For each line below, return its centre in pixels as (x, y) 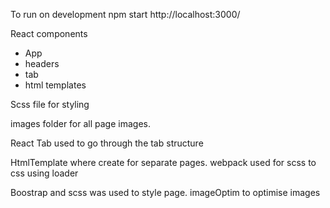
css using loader (44, 173)
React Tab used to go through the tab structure (107, 143)
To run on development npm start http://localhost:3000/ (125, 14)
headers (42, 63)
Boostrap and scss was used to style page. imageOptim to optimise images (165, 192)
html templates (55, 85)
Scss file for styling (50, 104)
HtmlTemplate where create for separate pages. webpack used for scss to (163, 162)
